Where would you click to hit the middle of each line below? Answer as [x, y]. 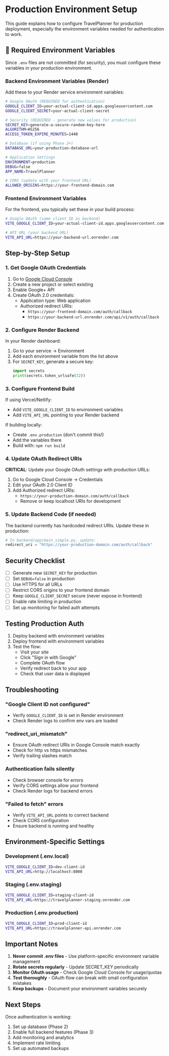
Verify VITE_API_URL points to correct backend [60, 815]
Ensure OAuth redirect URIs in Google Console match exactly [76, 745]
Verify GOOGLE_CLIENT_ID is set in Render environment [68, 715]
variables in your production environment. [49, 68]
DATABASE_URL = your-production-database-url [52, 148]
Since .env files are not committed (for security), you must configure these [83, 63]
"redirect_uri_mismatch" [36, 734]
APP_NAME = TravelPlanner [30, 171]
